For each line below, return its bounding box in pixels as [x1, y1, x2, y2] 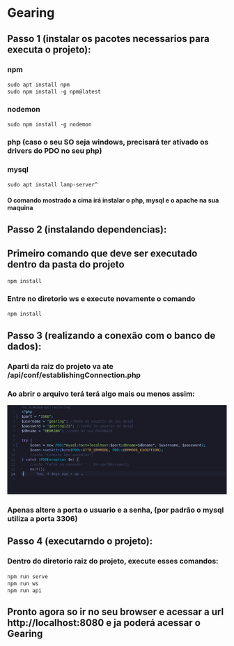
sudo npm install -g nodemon [7, 121, 92, 129]
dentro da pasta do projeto [7, 258, 125, 270]
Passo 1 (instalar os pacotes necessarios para [7, 33, 210, 45]
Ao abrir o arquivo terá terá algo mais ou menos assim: [7, 389, 195, 399]
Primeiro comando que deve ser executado [7, 247, 198, 259]
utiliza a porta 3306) [7, 513, 78, 523]
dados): [7, 340, 42, 352]
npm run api [7, 587, 42, 594]
